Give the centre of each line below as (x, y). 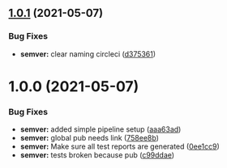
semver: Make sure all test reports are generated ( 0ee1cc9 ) (120, 147)
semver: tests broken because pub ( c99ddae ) (97, 155)
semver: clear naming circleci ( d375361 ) (88, 54)
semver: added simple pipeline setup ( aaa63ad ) (101, 129)
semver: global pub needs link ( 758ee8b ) (90, 138)
